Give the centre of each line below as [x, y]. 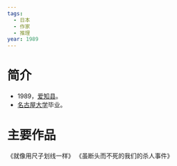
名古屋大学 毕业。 [42, 105]
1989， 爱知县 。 [40, 96]
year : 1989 [23, 39]
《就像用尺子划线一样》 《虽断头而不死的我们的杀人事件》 [90, 156]
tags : [15, 13]
